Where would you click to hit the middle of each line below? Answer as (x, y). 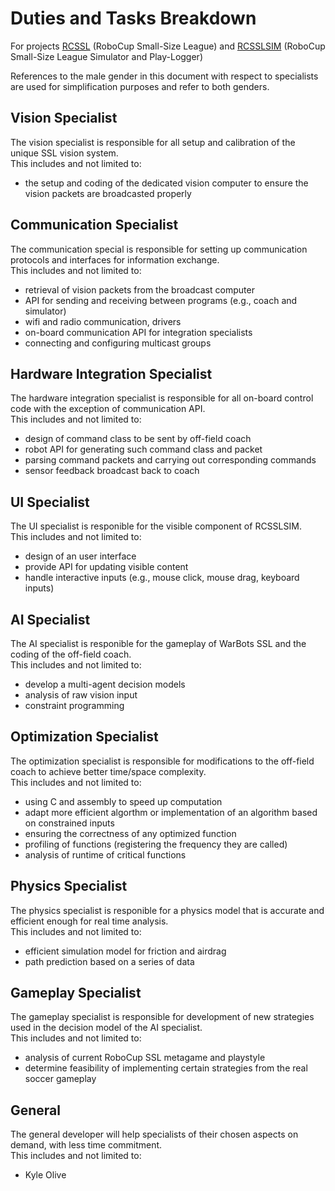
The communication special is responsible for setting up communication (159, 249)
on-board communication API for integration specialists (138, 332)
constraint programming (74, 705)
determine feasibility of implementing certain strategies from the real (166, 1068)
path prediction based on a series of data (109, 961)
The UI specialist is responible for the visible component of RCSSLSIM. (156, 526)
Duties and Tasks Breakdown (133, 18)
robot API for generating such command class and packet (143, 449)
